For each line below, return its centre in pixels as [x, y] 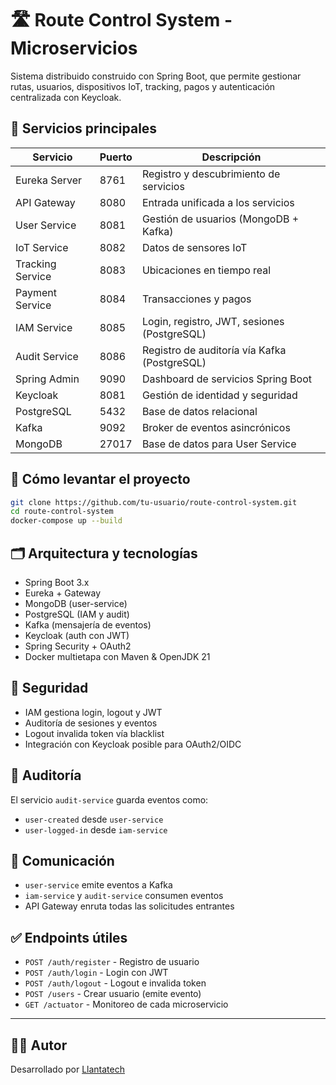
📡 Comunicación [62, 861]
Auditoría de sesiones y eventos [91, 723]
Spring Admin [47, 379]
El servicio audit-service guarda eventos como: [109, 799]
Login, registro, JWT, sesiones [213, 321]
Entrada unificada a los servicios [218, 202]
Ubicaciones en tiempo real [206, 270]
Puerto [116, 157]
